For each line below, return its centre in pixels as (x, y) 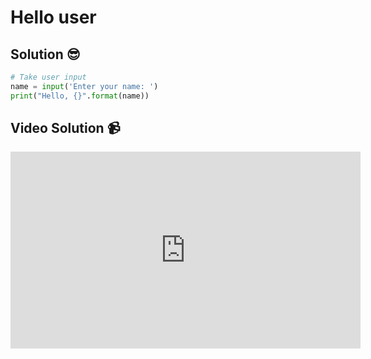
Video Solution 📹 (65, 128)
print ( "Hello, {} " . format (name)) (80, 96)
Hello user (53, 17)
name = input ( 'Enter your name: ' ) (84, 86)
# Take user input (48, 77)
